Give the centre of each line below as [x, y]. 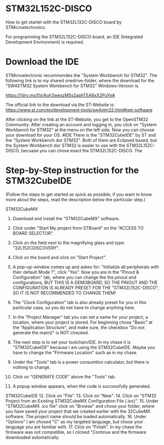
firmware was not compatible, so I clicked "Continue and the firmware [76, 432]
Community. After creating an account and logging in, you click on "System [81, 124]
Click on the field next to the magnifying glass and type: [69, 242]
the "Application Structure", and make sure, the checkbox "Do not [79, 327]
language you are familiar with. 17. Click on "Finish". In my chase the [74, 427]
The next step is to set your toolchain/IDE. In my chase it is [72, 342]
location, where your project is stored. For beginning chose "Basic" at [82, 322]
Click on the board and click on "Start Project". [60, 257]
